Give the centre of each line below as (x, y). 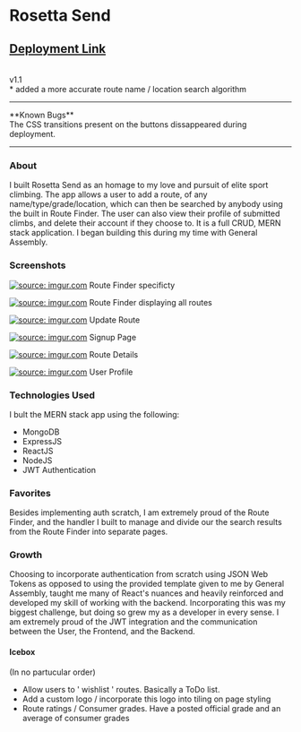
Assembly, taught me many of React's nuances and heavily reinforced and (146, 593)
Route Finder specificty (132, 285)
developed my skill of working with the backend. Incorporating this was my (148, 603)
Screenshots (38, 265)
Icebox (22, 652)
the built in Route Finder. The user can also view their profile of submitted (145, 214)
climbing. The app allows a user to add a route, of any (108, 194)
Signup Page (113, 337)
